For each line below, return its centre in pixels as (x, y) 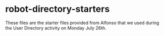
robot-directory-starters (58, 9)
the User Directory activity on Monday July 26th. (56, 28)
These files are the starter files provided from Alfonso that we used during (82, 23)
